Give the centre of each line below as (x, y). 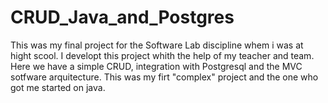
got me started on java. (58, 87)
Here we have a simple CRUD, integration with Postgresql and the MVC (156, 66)
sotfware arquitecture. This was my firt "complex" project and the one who (164, 77)
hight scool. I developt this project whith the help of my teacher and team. (162, 55)
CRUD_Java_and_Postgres (122, 17)
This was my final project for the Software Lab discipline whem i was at (157, 45)
